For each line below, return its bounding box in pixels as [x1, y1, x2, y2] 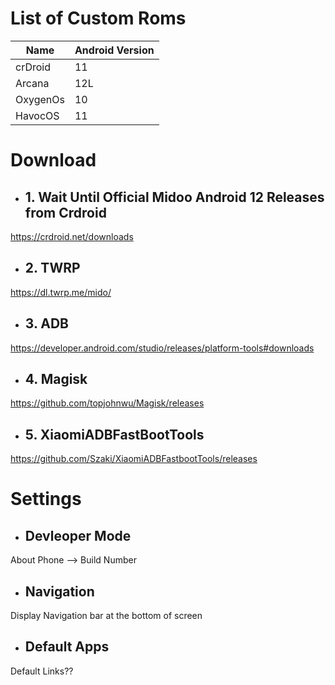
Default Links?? [10, 665, 74, 677]
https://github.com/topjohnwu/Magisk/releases [10, 397, 205, 409]
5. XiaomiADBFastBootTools [24, 426, 205, 443]
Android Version [74, 43, 155, 57]
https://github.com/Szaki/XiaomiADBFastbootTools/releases [10, 453, 258, 465]
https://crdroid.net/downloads [10, 230, 134, 242]
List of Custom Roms [10, 7, 187, 30]
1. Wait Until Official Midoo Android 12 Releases [24, 188, 325, 206]
